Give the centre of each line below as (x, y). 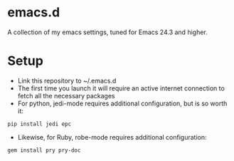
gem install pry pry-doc (44, 150)
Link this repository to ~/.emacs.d (67, 80)
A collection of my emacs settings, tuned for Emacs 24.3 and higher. (107, 32)
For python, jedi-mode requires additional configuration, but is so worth (122, 103)
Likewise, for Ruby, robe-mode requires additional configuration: (112, 137)
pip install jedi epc (39, 124)
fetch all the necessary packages (66, 95)
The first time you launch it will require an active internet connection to (121, 88)
